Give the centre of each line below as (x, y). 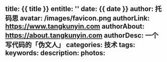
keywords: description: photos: (55, 53)
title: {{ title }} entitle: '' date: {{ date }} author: (79, 9)
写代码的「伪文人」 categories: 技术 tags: (70, 45)
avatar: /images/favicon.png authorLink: (85, 18)
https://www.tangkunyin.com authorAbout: (75, 26)
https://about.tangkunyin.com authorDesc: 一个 (82, 36)
